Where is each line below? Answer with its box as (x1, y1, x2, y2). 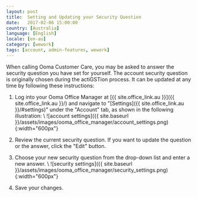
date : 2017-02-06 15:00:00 (6, 19, 78, 25)
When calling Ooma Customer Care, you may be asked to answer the (6, 63, 175, 70)
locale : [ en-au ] (6, 36, 46, 42)
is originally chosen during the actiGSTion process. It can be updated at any (6, 75, 191, 83)
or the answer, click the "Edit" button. (14, 142, 106, 149)
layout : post (6, 8, 38, 15)
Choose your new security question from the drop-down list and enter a (14, 154, 190, 161)
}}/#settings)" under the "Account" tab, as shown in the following (14, 106, 174, 113)
